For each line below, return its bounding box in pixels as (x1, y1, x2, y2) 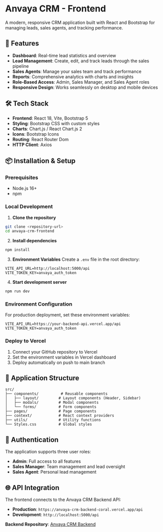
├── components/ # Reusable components (5, 391, 108, 396)
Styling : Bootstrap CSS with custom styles (12, 120, 100, 126)
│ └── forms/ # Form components (5, 404, 97, 409)
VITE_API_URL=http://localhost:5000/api (5, 266, 90, 271)
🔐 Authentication (5, 435, 59, 444)
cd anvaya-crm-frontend (5, 229, 55, 234)
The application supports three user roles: (5, 449, 91, 455)
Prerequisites (5, 174, 38, 181)
